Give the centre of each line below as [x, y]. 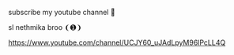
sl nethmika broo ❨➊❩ [45, 27]
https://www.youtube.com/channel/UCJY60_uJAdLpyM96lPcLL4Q [117, 42]
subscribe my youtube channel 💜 [62, 12]
